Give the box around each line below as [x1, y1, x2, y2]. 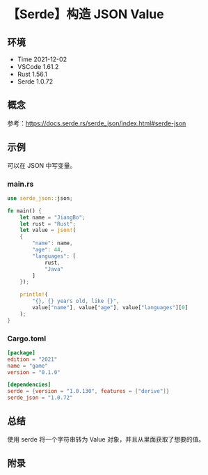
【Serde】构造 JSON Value [7, 6, 165, 22]
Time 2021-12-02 [17, 55, 67, 63]
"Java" [44, 265, 64, 272]
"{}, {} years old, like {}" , [32, 297, 120, 305]
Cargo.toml [7, 334, 47, 343]
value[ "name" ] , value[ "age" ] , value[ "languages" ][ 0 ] [32, 304, 189, 311]
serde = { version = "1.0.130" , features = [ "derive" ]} [7, 388, 170, 395]
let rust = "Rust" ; [19, 220, 77, 227]
